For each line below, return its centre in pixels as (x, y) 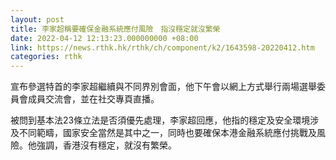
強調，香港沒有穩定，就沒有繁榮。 (106, 145)
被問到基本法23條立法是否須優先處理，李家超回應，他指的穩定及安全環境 (160, 120)
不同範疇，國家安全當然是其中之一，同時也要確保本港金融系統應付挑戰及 (167, 133)
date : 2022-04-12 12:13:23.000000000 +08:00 (104, 38)
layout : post (37, 19)
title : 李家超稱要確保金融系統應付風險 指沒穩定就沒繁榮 (115, 29)
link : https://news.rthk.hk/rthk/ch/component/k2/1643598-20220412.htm (162, 47)
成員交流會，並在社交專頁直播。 (93, 99)
